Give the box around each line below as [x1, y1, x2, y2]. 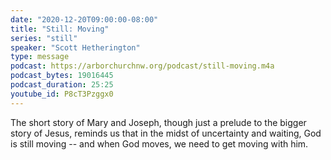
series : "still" [10, 33, 78, 43]
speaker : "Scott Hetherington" [10, 42, 141, 53]
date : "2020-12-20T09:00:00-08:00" [10, 14, 159, 25]
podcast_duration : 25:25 [10, 80, 114, 90]
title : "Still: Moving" [10, 24, 110, 34]
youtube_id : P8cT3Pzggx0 [10, 89, 114, 99]
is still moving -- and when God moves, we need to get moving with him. [10, 137, 309, 150]
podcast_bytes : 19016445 [10, 71, 114, 81]
